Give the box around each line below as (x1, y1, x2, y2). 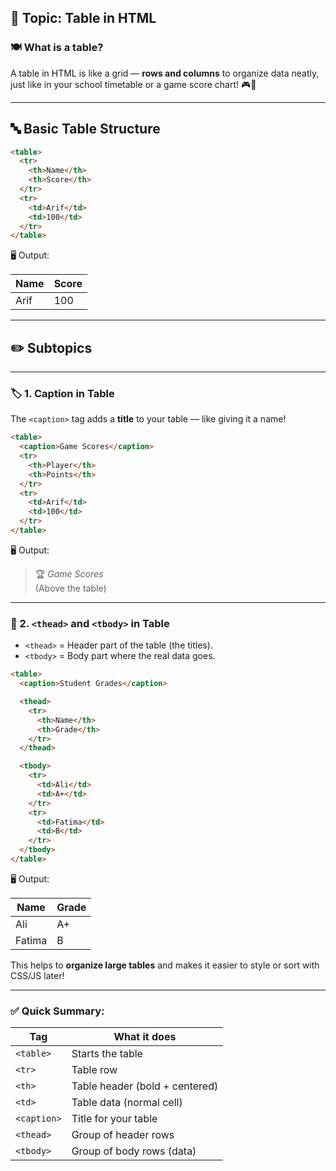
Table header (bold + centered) (71, 1079, 219, 1093)
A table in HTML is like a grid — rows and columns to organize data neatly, (10, 67, 320, 79)
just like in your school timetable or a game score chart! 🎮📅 (10, 78, 257, 90)
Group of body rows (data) (71, 1144, 197, 1158)
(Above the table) (34, 582, 107, 594)
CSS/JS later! (10, 969, 65, 981)
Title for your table (71, 1112, 158, 1126)
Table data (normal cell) (71, 1096, 183, 1110)
